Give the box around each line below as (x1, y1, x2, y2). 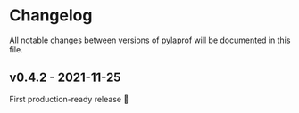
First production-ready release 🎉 (9, 93, 129, 104)
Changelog (9, 5, 93, 26)
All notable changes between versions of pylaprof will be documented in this (9, 35, 291, 45)
